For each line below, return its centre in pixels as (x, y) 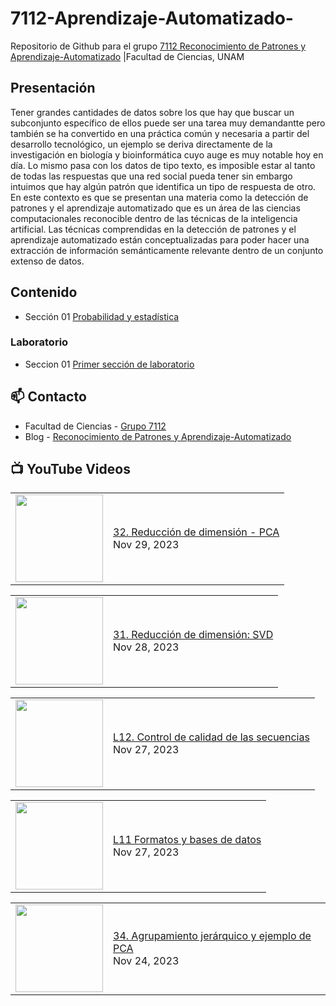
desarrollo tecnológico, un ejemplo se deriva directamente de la (141, 144)
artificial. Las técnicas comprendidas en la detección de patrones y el (153, 229)
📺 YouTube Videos (70, 469)
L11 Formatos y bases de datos (187, 840)
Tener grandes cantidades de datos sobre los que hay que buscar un (152, 112)
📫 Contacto (48, 397)
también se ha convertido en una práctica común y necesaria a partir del (160, 133)
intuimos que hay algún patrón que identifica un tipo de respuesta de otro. (163, 186)
